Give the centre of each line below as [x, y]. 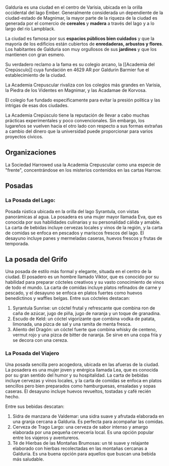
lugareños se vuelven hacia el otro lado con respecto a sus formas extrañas [84, 126]
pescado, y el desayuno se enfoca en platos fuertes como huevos [74, 293]
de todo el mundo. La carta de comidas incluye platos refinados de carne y [83, 288]
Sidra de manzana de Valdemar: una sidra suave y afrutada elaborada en [88, 416]
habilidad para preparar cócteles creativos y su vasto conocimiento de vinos [85, 282]
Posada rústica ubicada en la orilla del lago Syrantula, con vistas [72, 211]
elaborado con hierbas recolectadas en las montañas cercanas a [80, 448]
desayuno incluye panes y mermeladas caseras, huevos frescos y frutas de [84, 238]
